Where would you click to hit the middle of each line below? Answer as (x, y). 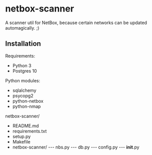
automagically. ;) (22, 28)
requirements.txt (30, 131)
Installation (23, 44)
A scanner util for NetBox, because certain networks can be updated (76, 23)
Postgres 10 (25, 71)
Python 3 (22, 65)
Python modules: (23, 80)
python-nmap (27, 106)
